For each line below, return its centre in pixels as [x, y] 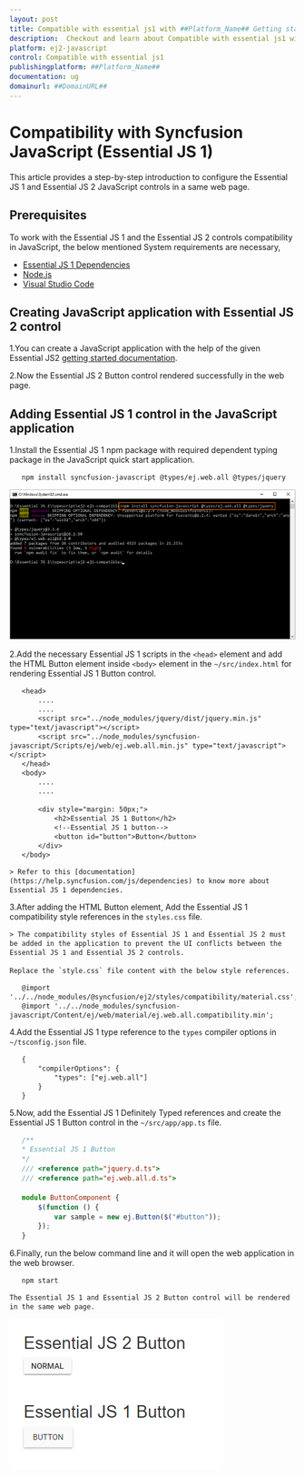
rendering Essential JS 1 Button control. [83, 673]
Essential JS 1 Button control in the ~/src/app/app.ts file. [116, 1122]
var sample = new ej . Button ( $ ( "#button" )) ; [138, 1217]
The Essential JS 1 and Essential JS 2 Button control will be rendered [150, 1298]
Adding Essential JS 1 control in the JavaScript [143, 414]
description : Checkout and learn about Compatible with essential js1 [148, 38]
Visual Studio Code [59, 284]
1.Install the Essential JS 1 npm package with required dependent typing [144, 450]
